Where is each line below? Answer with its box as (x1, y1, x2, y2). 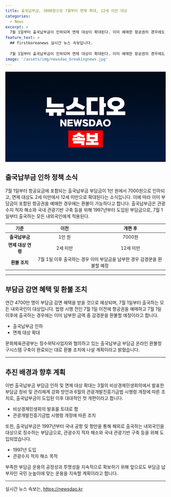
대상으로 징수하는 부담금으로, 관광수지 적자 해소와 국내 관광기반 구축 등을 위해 (5, 430, 159, 436)
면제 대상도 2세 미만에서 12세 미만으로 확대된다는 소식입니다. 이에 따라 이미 (12, 194, 160, 200)
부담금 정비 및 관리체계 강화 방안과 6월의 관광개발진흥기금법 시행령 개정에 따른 (5, 389, 160, 395)
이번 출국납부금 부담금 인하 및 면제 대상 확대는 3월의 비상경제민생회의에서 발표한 (5, 382, 164, 388)
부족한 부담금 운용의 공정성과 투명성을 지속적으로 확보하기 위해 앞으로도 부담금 (5, 464, 160, 470)
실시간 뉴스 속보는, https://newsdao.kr (5, 486, 83, 492)
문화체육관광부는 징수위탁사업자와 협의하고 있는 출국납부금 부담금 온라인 (5, 341, 149, 347)
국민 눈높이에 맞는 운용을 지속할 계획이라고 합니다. (18, 470, 118, 477)
